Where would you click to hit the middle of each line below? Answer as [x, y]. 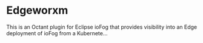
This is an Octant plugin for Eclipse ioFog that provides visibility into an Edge [102, 27]
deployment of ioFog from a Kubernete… [57, 33]
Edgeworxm [37, 10]
